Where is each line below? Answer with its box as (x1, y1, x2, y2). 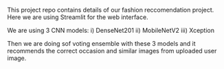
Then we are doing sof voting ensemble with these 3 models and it (7, 40, 196, 47)
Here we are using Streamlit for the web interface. (7, 13, 149, 21)
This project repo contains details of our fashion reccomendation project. (7, 6, 214, 14)
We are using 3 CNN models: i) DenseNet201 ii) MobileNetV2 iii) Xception (7, 27, 215, 34)
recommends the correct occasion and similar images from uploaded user (7, 47, 217, 55)
